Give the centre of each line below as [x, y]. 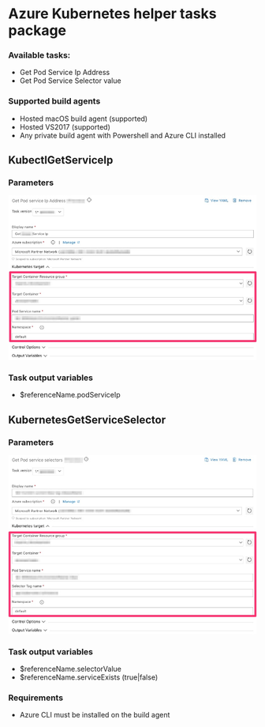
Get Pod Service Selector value [70, 81]
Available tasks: [39, 55]
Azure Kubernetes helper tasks [112, 14]
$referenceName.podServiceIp [70, 395]
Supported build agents [54, 101]
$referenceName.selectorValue [71, 669]
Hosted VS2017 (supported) [65, 126]
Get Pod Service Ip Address [65, 73]
